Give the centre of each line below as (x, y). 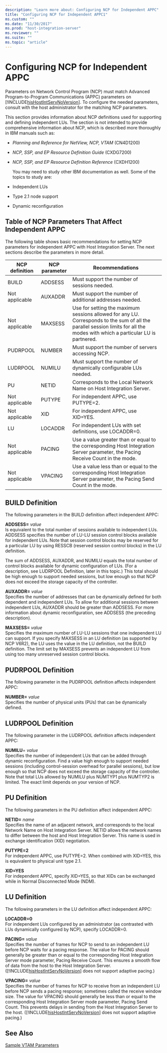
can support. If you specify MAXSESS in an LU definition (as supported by (81, 638)
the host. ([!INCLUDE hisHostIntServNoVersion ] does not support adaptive (81, 1012)
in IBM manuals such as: (30, 133)
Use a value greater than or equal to (114, 439)
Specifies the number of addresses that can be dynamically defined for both (83, 597)
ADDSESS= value (23, 524)
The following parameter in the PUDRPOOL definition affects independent (81, 682)
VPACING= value (23, 980)
